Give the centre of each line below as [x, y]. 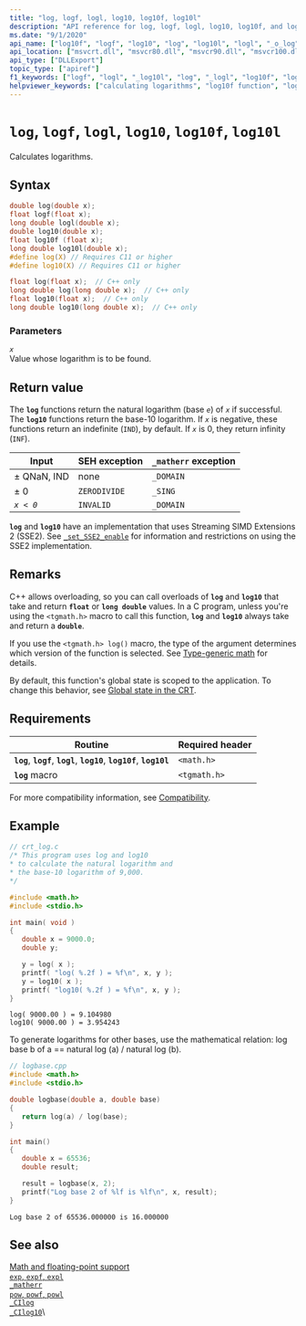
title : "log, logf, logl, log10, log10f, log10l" [106, 18]
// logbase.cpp [38, 1066]
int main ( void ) [42, 922]
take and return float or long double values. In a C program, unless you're [149, 606]
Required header [215, 744]
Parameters [36, 331]
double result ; [50, 1167]
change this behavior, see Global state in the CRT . [103, 689]
